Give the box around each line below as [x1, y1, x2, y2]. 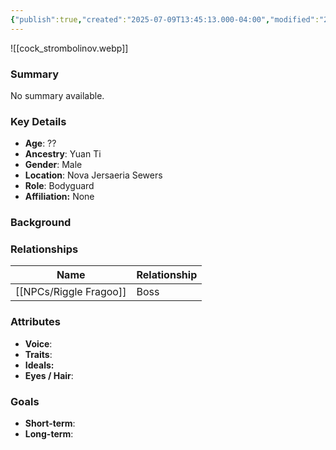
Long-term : [24, 428, 74, 440]
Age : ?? [24, 137, 57, 150]
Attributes [10, 315, 61, 329]
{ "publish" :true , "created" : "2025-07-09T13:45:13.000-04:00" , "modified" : [10, 14, 320, 25]
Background [10, 216, 72, 230]
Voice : [24, 337, 53, 350]
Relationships [10, 242, 79, 256]
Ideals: [24, 359, 55, 371]
